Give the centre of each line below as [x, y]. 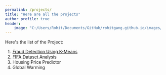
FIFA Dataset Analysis [34, 57]
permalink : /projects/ [28, 10]
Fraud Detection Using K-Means [45, 52]
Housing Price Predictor [37, 62]
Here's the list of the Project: [34, 42]
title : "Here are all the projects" [43, 14]
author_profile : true [27, 19]
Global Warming [29, 68]
